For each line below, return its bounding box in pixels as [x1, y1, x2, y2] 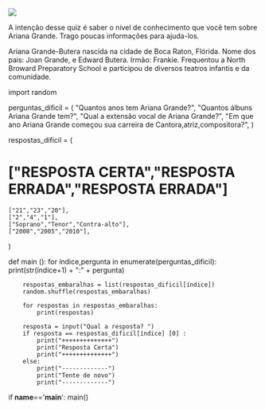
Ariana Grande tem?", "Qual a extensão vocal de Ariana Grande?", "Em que [8, 112, 254, 120]
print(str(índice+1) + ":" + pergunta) [8, 265, 125, 274]
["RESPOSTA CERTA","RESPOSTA [8, 163, 236, 182]
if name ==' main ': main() [8, 392, 89, 402]
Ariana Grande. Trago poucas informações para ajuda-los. [8, 31, 200, 41]
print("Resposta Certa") [37, 343, 119, 352]
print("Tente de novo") [37, 371, 115, 380]
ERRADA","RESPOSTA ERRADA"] [8, 180, 228, 199]
